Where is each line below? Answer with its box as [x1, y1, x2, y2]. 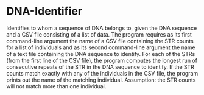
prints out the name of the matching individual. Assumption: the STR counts [6, 76, 196, 83]
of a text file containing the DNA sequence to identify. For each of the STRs [6, 50, 195, 57]
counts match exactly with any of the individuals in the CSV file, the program [6, 69, 199, 77]
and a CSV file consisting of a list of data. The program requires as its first [6, 30, 192, 38]
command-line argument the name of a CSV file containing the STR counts [6, 37, 194, 44]
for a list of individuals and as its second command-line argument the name [6, 44, 196, 51]
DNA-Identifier [6, 4, 83, 18]
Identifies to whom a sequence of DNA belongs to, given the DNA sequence [6, 24, 197, 32]
